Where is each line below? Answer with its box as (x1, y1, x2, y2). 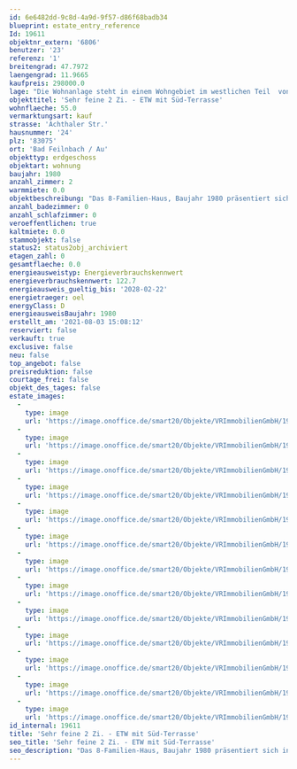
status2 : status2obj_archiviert (9, 244, 128, 252)
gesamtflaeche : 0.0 (9, 260, 81, 269)
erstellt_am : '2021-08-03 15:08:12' (9, 318, 144, 327)
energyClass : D (9, 301, 65, 310)
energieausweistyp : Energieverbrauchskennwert (9, 268, 184, 277)
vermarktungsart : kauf (9, 112, 93, 120)
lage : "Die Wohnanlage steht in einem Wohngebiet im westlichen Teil (9, 87, 271, 96)
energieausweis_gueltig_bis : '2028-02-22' (9, 284, 168, 293)
